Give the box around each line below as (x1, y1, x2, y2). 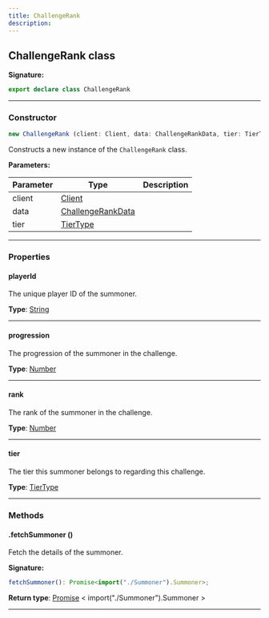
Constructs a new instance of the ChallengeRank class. (8, 145, 188, 155)
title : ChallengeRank (8, 11, 81, 20)
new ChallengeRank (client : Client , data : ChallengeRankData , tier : (8, 130, 242, 139)
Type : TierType (8, 483, 58, 492)
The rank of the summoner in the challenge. (8, 407, 153, 417)
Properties (8, 252, 50, 263)
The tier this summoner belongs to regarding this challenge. (8, 467, 206, 477)
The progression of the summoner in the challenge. (8, 348, 178, 357)
